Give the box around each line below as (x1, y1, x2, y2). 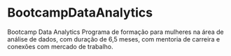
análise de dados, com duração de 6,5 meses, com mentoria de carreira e (7, 35, 220, 43)
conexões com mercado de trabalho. (7, 42, 113, 50)
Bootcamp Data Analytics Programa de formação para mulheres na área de (7, 28, 224, 36)
